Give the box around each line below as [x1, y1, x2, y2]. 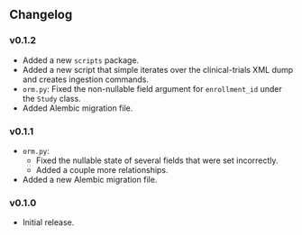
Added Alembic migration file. [22, 103, 133, 113]
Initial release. [22, 217, 75, 228]
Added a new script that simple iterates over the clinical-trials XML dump [22, 64, 294, 75]
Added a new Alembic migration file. [22, 174, 158, 185]
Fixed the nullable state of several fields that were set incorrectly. [35, 155, 279, 166]
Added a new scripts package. [22, 54, 140, 66]
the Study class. [22, 93, 81, 104]
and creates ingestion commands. [22, 74, 149, 85]
